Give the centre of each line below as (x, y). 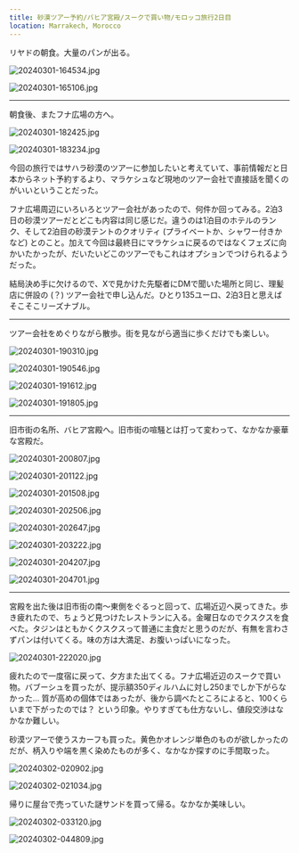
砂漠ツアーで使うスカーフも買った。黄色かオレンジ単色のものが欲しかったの (149, 739)
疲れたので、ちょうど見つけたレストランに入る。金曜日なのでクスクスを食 (153, 617)
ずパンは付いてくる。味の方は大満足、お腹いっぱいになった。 (122, 639)
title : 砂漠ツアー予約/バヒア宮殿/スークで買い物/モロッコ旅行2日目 (121, 17)
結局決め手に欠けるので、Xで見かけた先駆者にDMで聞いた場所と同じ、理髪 (147, 283)
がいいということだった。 (56, 190)
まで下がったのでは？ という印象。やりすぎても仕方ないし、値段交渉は (146, 709)
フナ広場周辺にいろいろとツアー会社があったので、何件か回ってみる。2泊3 (146, 209)
